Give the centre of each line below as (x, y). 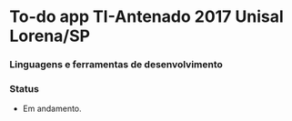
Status (24, 89)
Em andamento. (52, 109)
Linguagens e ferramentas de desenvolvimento (116, 65)
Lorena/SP (50, 36)
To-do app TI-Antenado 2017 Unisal (146, 17)
